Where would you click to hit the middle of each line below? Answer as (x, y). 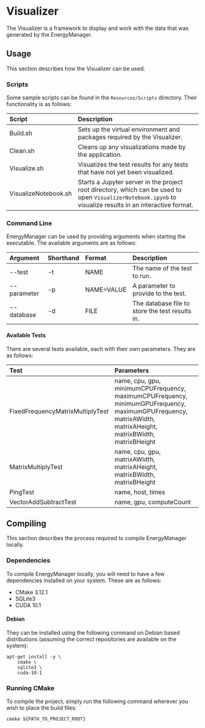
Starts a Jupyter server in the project (130, 182)
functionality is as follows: (39, 104)
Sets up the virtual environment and (129, 129)
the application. (100, 155)
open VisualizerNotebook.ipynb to (127, 198)
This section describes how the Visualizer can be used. (76, 68)
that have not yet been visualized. (126, 172)
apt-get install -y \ (34, 657)
